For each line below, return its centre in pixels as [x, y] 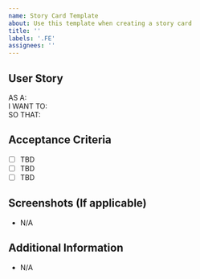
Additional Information [66, 248]
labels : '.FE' [32, 38]
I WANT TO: [28, 106]
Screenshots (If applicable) [78, 203]
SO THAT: [25, 114]
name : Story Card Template [53, 16]
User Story [36, 78]
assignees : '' [32, 46]
